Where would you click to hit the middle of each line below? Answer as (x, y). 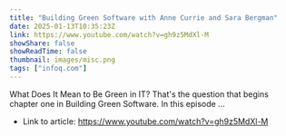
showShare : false (42, 43)
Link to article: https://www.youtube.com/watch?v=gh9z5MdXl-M (145, 121)
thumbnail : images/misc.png (63, 60)
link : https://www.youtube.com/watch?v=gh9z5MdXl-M (109, 34)
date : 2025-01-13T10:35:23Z (63, 26)
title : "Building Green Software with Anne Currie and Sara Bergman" (144, 18)
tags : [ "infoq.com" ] (49, 69)
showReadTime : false (49, 52)
